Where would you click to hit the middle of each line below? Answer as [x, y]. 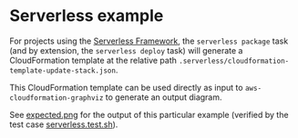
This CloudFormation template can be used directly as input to [126, 87]
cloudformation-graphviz [57, 98]
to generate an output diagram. [164, 97]
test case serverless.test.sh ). [64, 124]
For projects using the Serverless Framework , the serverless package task [149, 41]
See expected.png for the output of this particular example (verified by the [149, 114]
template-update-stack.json [63, 70]
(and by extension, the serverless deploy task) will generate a [126, 50]
